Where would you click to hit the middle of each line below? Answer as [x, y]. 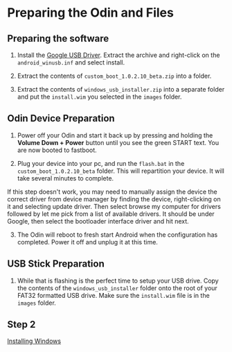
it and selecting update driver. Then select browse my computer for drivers [114, 206]
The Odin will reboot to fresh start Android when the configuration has [117, 235]
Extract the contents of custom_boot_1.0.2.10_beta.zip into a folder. [114, 76]
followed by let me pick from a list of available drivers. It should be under [111, 214]
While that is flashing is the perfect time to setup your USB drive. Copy [118, 280]
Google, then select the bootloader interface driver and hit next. [98, 221]
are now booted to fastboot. [57, 150]
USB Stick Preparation [56, 264]
